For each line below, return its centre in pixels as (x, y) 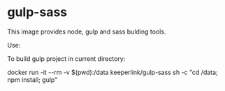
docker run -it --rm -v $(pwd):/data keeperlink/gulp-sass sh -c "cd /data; (112, 72)
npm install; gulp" (32, 79)
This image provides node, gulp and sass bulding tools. (87, 31)
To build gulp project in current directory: (66, 58)
